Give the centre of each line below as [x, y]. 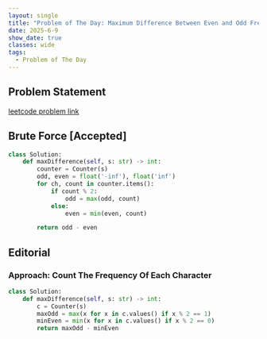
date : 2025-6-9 [33, 30]
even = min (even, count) [106, 214]
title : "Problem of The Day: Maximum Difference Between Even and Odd [128, 23]
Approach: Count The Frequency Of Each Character [110, 275]
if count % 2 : [74, 191]
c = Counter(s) [62, 306]
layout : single [33, 15]
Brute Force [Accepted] [68, 136]
